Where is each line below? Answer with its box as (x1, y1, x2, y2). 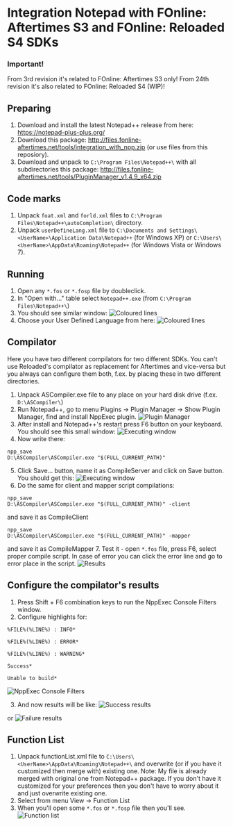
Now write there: (17, 434, 65, 443)
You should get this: (17, 474, 75, 482)
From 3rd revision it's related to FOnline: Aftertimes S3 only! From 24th (7, 75, 209, 83)
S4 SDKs (7, 35, 59, 50)
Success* (7, 662, 33, 670)
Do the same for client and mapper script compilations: (17, 481, 175, 489)
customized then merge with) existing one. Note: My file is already (17, 767, 207, 775)
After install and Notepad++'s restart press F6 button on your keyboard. (17, 420, 223, 428)
